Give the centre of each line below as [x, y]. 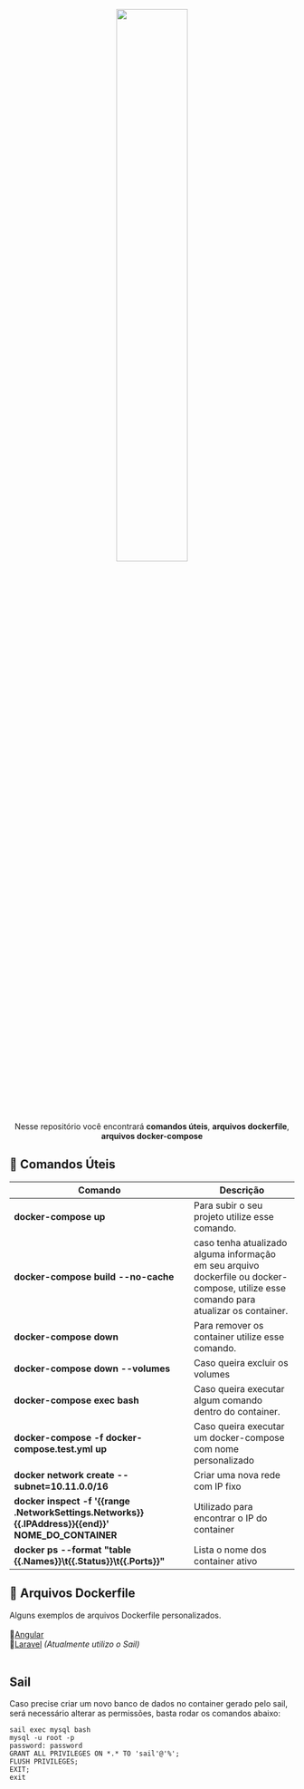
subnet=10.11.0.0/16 [61, 1486]
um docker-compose [239, 1437]
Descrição [242, 1190]
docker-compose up [60, 1216]
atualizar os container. [241, 1310]
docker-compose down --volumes [92, 1368]
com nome [217, 1448]
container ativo [226, 1561]
